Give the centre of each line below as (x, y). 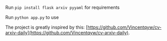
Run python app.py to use (32, 17)
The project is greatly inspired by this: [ (46, 27)
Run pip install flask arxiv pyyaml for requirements (63, 7)
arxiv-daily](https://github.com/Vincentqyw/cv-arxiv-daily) (67, 33)
